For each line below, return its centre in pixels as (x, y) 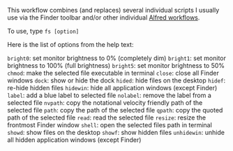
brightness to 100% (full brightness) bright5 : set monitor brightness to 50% (116, 65)
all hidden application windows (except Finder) (74, 140)
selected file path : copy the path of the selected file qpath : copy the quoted (115, 110)
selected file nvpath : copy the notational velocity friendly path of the (105, 103)
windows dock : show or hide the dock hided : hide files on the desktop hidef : (116, 80)
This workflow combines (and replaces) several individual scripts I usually (113, 10)
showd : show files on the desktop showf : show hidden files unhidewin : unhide (116, 132)
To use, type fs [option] (43, 31)
